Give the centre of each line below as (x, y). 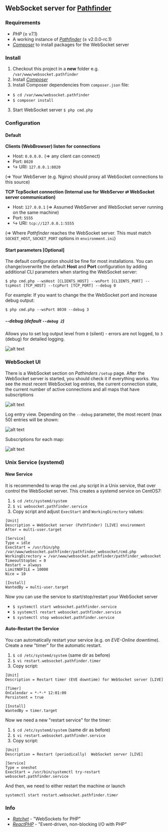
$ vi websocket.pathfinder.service (50, 506)
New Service (19, 474)
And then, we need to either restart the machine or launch (65, 786)
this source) (18, 182)
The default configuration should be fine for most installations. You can (79, 261)
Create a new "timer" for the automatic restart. (53, 645)
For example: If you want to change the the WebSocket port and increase (81, 295)
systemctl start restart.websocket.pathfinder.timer (62, 795)
